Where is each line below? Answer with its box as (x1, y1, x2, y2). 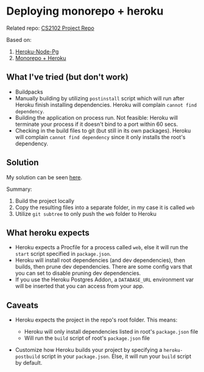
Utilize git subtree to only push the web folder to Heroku (15, 210, 157, 217)
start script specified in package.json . (15, 250, 111, 258)
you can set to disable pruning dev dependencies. (15, 269, 141, 277)
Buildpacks (15, 88, 44, 95)
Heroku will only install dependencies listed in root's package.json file (24, 328, 199, 336)
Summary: (6, 185, 32, 193)
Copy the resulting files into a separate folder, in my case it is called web (15, 204, 195, 211)
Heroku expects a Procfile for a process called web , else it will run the (15, 244, 189, 251)
